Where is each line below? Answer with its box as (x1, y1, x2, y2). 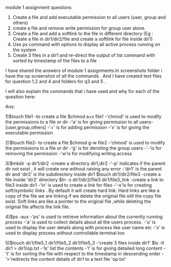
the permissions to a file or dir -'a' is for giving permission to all (5, 119, 139, 125)
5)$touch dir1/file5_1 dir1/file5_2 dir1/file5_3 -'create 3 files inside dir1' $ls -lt (5, 240, 164, 246)
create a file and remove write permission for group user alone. (12, 25, 146, 31)
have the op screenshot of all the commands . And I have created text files (5, 73, 162, 79)
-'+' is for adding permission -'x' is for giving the (47, 125, 150, 130)
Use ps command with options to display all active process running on (12, 41, 161, 47)
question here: (5, 94, 36, 100)
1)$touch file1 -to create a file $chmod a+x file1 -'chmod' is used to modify (5, 113, 162, 119)
